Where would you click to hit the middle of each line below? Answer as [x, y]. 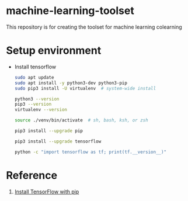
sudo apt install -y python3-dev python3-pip [71, 83]
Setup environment [54, 51]
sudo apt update [34, 77]
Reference [32, 175]
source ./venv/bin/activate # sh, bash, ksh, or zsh [81, 120]
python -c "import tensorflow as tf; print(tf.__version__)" [90, 152]
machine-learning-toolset [70, 11]
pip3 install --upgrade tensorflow [58, 141]
